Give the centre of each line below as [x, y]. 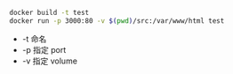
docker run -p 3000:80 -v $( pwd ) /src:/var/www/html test [117, 21]
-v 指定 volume [50, 61]
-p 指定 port [44, 49]
